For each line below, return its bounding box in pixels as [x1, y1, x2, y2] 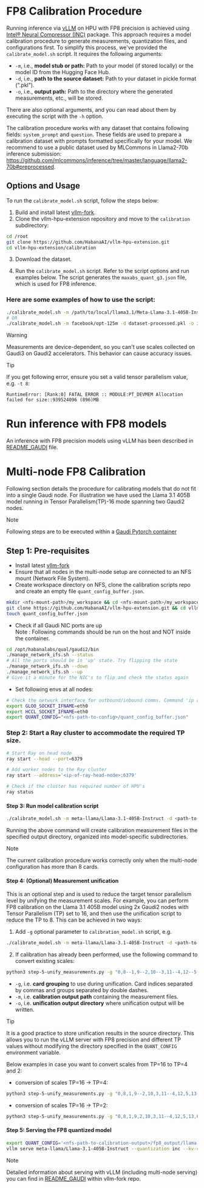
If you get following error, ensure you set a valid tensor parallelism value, [6, 373, 188, 381]
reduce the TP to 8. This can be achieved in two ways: [6, 916, 143, 924]
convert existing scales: [15, 958, 75, 965]
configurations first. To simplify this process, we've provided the [6, 44, 168, 51]
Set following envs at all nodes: [15, 685, 93, 692]
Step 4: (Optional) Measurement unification [6, 877, 119, 884]
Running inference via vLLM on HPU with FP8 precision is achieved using [6, 24, 190, 32]
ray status [6, 789, 34, 795]
